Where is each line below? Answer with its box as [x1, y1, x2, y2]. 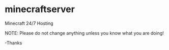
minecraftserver [5, 4, 75, 15]
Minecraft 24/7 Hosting [5, 20, 54, 26]
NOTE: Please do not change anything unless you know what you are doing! [5, 30, 164, 36]
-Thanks [5, 39, 22, 46]
